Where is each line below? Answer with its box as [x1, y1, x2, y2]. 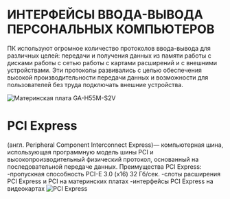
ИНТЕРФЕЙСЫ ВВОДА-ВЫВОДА [7, 7, 204, 23]
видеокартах [7, 184, 45, 192]
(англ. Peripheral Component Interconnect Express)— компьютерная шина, [7, 141, 224, 149]
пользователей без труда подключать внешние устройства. [7, 80, 183, 89]
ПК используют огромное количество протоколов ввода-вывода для [7, 44, 211, 52]
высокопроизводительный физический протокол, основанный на [7, 155, 199, 163]
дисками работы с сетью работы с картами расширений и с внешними [7, 58, 218, 67]
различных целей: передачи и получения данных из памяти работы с [7, 51, 211, 60]
